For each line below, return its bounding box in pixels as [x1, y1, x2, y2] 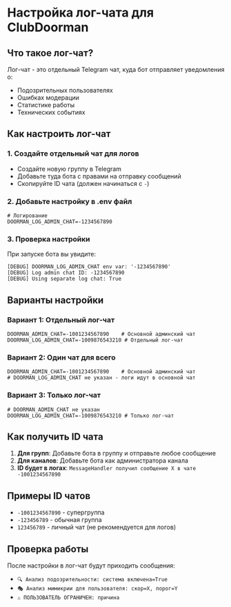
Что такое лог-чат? [7, 47, 94, 59]
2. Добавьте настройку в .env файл [7, 196, 132, 206]
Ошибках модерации [17, 93, 79, 102]
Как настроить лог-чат [7, 128, 112, 140]
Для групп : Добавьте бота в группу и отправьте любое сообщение [17, 449, 216, 458]
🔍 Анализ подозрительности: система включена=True [17, 576, 168, 583]
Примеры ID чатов [7, 489, 91, 502]
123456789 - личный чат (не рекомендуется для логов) [17, 523, 177, 532]
